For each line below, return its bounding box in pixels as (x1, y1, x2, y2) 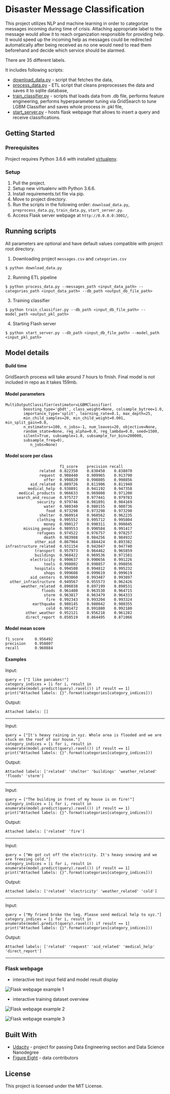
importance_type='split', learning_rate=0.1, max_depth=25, (23, 411, 153, 416)
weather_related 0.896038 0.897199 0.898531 (21, 584, 133, 589)
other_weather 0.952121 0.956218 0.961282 (25, 610, 133, 615)
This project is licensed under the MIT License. (5, 1083, 103, 1089)
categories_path (5, 288, 39, 293)
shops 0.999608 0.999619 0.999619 (44, 570, 133, 576)
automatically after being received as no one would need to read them (5, 42, 152, 48)
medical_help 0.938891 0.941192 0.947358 (27, 486, 133, 491)
